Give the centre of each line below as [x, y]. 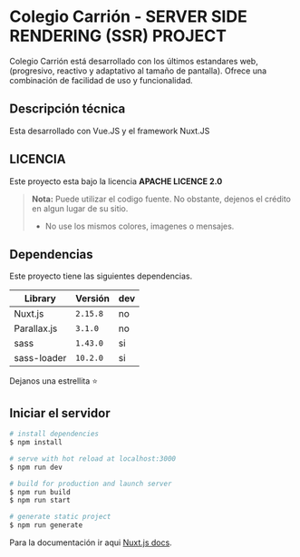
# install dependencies [54, 434]
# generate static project [60, 517]
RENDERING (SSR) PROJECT [118, 36]
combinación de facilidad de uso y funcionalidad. [101, 80]
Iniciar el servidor [60, 413]
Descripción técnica [68, 109]
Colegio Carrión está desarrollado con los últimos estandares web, [134, 61]
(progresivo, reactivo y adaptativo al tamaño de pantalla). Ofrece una [138, 71]
